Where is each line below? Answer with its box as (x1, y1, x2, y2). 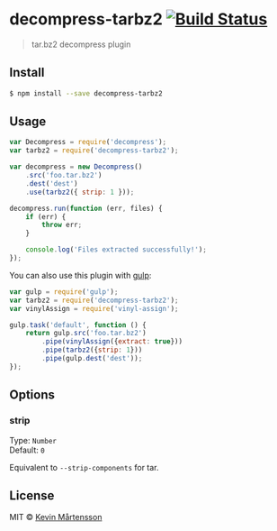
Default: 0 (9, 444, 45, 455)
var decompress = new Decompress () (9, 162, 143, 171)
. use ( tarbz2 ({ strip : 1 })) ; (25, 188, 135, 197)
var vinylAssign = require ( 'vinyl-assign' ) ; (9, 304, 179, 313)
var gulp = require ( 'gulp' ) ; (9, 287, 119, 297)
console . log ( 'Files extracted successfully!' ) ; (25, 245, 207, 254)
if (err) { (25, 212, 67, 221)
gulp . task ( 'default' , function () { (9, 320, 147, 329)
